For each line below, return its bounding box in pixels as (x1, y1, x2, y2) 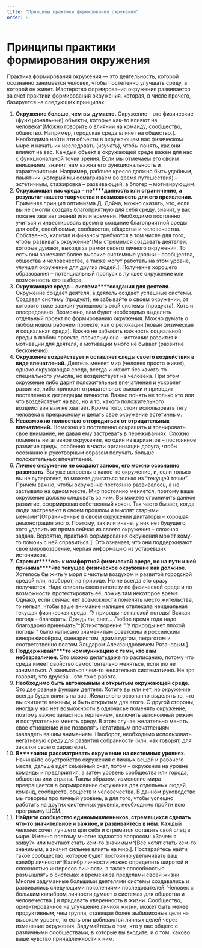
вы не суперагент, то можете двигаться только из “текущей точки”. (15, 475, 189, 482)
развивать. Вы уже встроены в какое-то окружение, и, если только (15, 468, 191, 476)
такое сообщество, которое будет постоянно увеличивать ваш (15, 852, 178, 860)
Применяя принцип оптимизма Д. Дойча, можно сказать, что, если (15, 200, 190, 207)
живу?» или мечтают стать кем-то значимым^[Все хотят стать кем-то (15, 839, 197, 846)
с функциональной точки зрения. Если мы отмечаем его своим (15, 155, 179, 163)
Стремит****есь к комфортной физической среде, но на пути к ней (15, 558, 197, 565)
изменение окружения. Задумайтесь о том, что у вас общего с (15, 922, 178, 930)
